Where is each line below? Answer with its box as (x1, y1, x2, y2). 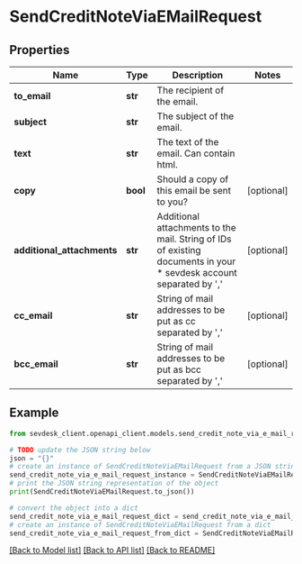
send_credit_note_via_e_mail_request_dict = (9, 512, 179, 521)
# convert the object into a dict (9, 503, 139, 513)
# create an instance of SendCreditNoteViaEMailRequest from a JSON (9, 462, 271, 471)
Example (9, 405, 59, 421)
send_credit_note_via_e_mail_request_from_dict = (9, 529, 200, 538)
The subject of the (156, 110, 235, 123)
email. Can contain (156, 147, 235, 159)
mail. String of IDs (156, 232, 232, 245)
